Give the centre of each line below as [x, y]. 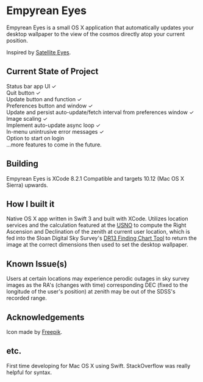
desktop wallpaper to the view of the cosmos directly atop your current [95, 34]
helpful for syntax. [29, 372]
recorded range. [27, 298]
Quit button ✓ [23, 93]
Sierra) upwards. [27, 185]
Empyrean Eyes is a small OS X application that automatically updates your [100, 27]
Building [22, 164]
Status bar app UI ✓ [31, 86]
